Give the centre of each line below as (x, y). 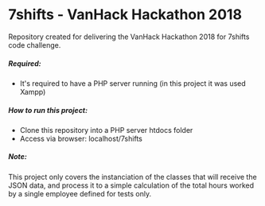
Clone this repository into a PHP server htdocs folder (106, 130)
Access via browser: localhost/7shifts (81, 138)
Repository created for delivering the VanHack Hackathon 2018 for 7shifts (129, 37)
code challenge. (35, 45)
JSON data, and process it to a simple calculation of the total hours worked (131, 185)
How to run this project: (48, 110)
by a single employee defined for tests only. (80, 193)
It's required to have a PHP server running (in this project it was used (133, 83)
